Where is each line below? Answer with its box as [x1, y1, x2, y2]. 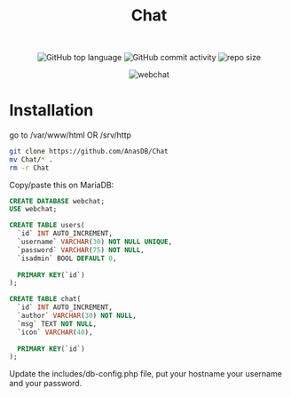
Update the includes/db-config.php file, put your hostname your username [9, 369, 282, 379]
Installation [9, 100, 94, 121]
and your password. [9, 378, 83, 389]
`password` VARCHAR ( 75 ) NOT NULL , [17, 245, 145, 254]
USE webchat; [9, 205, 58, 214]
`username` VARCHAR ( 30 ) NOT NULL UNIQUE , [17, 237, 173, 246]
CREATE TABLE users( [9, 221, 86, 230]
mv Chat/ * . [9, 155, 53, 164]
